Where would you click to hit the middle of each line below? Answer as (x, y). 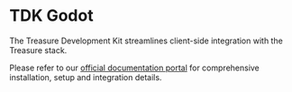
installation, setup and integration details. (86, 77)
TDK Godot (51, 16)
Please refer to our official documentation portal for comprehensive (134, 68)
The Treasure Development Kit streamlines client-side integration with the (146, 41)
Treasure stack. (38, 50)
